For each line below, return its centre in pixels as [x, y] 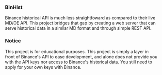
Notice [13, 41]
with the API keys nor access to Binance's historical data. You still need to [79, 62]
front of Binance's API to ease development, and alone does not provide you [81, 56]
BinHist [14, 7]
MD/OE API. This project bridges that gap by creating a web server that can [81, 23]
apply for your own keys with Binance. [43, 67]
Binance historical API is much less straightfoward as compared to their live [80, 18]
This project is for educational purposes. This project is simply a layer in [77, 51]
